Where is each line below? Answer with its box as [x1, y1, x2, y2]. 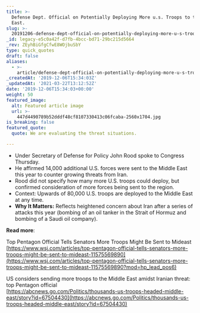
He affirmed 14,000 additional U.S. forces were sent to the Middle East [14, 164, 187, 171]
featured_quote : [6, 125, 46, 131]
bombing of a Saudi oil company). [14, 215, 98, 222]
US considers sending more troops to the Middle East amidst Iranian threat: [6, 275, 190, 282]
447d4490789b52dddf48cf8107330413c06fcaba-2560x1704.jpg [17, 114, 161, 120]
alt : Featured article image [11, 102, 84, 109]
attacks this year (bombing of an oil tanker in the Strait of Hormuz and [14, 209, 186, 216]
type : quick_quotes [6, 48, 55, 54]
